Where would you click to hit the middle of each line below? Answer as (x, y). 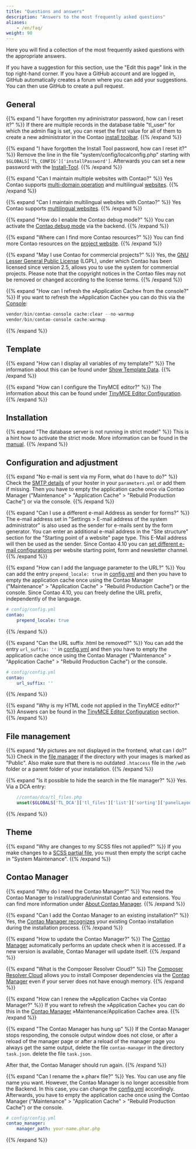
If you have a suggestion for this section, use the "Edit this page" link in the (96, 67)
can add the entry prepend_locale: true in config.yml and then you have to (97, 574)
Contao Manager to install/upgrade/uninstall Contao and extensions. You (93, 898)
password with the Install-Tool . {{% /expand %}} (64, 167)
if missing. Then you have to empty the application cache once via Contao (95, 489)
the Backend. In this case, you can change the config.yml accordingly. (90, 1089)
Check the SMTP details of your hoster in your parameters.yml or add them (96, 483)
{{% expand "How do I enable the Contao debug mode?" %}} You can (90, 219)
